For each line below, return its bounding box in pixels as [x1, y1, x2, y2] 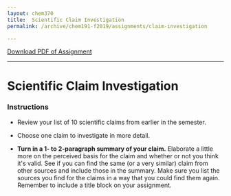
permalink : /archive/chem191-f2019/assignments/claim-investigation [7, 23, 208, 29]
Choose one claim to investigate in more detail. [16, 131, 150, 139]
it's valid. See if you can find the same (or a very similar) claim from [16, 159, 208, 167]
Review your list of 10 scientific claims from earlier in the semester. [16, 118, 206, 126]
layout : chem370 [7, 10, 54, 17]
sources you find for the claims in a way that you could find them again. [16, 173, 220, 182]
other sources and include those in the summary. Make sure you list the [16, 166, 220, 175]
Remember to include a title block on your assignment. [16, 181, 172, 189]
